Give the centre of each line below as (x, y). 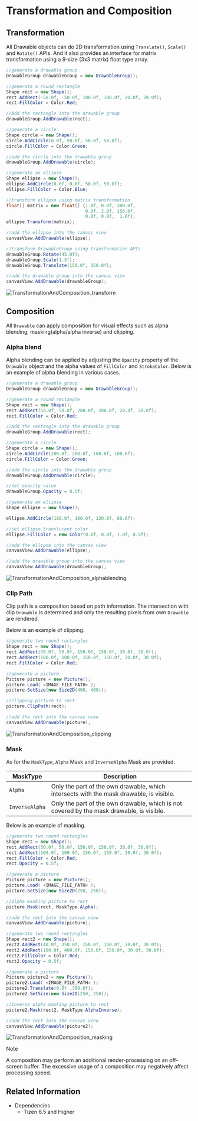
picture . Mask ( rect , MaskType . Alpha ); (52, 907)
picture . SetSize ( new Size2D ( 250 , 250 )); (57, 891)
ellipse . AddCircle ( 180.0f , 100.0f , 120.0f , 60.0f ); (71, 518)
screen (15, 1067)
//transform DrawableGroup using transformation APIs (74, 249)
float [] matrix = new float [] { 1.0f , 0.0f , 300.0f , (71, 206)
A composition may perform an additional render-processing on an (87, 1060)
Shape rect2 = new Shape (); (41, 939)
